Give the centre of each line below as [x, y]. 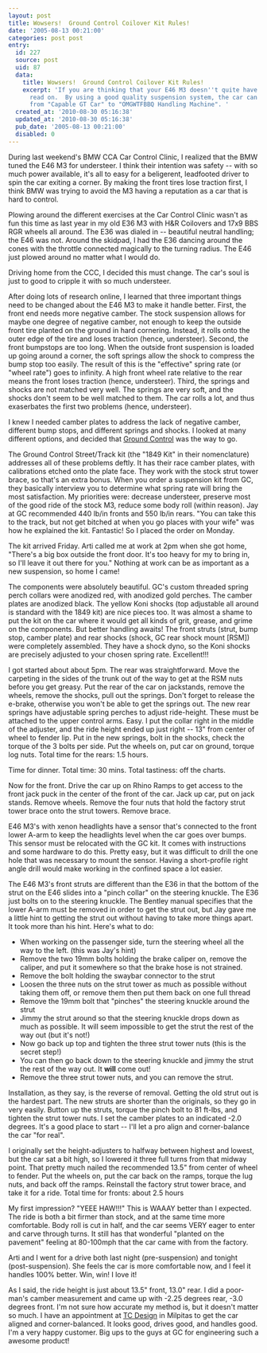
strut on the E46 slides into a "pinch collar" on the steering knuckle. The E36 [133, 892]
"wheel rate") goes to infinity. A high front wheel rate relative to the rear [126, 372]
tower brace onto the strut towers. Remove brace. [89, 810]
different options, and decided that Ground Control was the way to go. [123, 438]
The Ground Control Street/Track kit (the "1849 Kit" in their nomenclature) [129, 454]
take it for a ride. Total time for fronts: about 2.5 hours [96, 1193]
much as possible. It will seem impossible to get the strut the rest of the [137, 1026]
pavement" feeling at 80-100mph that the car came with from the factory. [128, 1242]
